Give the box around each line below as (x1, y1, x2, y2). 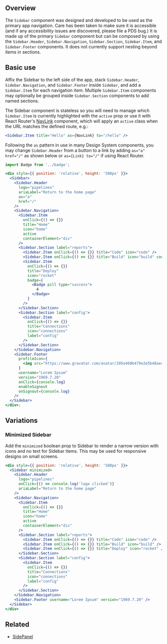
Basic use (5, 63, 36, 72)
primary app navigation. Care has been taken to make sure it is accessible (5, 22, 157, 28)
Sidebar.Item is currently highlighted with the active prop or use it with (5, 113, 151, 119)
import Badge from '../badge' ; (5, 162, 70, 167)
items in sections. (5, 49, 41, 55)
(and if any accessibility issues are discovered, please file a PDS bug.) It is (5, 27, 158, 34)
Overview (5, 4, 36, 12)
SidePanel (12, 634, 33, 640)
